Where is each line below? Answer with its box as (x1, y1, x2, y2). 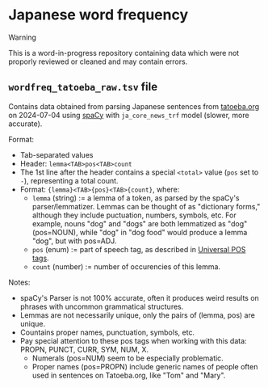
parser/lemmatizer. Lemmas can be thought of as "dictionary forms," (31, 201, 261, 211)
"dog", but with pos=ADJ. (31, 236, 117, 246)
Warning (8, 32, 36, 42)
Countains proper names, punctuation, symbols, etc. (19, 327, 195, 337)
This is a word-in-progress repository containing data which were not (8, 48, 240, 57)
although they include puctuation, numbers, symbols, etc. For (31, 210, 237, 220)
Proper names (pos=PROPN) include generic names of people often (31, 361, 258, 371)
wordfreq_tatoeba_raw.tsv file (8, 80, 158, 94)
